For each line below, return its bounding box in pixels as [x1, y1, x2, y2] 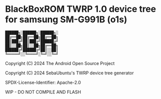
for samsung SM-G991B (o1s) [5, 14, 127, 25]
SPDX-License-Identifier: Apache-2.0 [5, 79, 81, 85]
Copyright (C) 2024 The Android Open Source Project [5, 60, 115, 66]
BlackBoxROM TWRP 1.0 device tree [5, 3, 157, 15]
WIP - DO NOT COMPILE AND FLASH [5, 89, 81, 95]
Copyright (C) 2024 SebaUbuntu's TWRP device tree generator [5, 70, 134, 76]
